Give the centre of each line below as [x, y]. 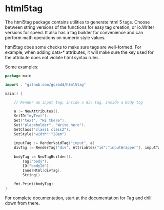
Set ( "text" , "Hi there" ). [40, 121]
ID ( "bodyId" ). [37, 166]
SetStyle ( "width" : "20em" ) [40, 134]
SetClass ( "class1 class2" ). [42, 129]
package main [18, 76]
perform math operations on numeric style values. [55, 38]
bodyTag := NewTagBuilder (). [43, 157]
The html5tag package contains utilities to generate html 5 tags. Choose [78, 22]
